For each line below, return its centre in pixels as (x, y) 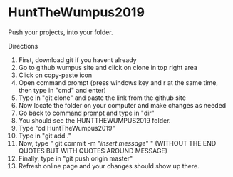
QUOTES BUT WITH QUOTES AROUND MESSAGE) (93, 151)
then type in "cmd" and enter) (62, 90)
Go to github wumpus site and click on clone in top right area (108, 67)
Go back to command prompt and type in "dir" (87, 113)
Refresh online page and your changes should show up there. (109, 166)
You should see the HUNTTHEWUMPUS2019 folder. (94, 120)
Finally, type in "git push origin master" (76, 158)
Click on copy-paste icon (55, 75)
